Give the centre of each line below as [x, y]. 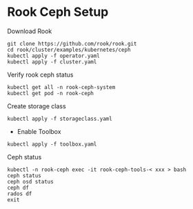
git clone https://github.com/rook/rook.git [72, 43]
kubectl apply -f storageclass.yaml [60, 119]
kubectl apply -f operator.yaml [53, 56]
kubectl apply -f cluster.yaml [52, 62]
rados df [20, 194]
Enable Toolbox [39, 131]
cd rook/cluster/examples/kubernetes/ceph [69, 50]
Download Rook [30, 31]
